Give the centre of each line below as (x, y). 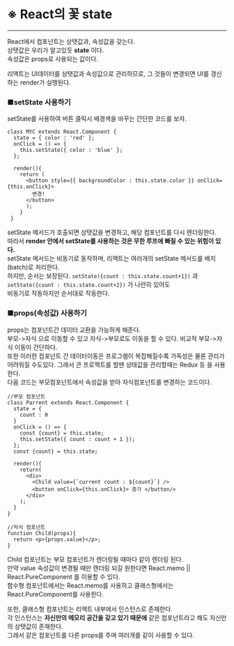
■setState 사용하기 (39, 102)
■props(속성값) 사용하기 (47, 313)
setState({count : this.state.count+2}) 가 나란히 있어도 (89, 285)
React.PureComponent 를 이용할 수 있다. (64, 576)
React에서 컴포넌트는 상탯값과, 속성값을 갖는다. (71, 41)
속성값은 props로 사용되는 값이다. (53, 59)
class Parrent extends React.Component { (68, 402)
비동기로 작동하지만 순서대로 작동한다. (58, 293)
